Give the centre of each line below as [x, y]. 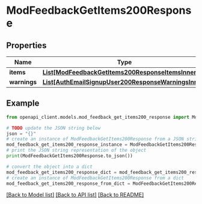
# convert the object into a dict [50, 166]
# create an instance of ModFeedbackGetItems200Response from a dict [95, 178]
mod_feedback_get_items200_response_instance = [67, 145]
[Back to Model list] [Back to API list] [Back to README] [75, 195]
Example [23, 103]
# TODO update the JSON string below [54, 128]
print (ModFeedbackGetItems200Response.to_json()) [70, 156]
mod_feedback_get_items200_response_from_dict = [68, 184]
